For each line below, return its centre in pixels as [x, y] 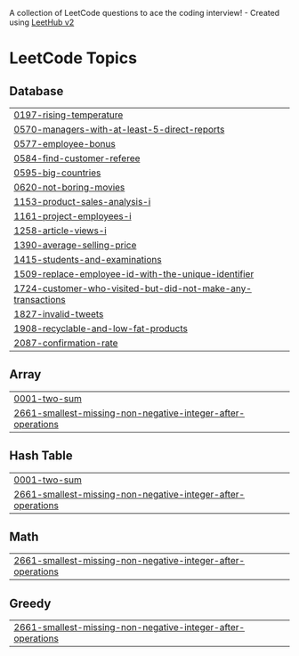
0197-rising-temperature [69, 115]
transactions [40, 300]
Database [36, 91]
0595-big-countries [57, 173]
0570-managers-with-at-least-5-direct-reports [119, 130]
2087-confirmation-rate [66, 343]
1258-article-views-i [60, 231]
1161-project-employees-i [73, 216]
